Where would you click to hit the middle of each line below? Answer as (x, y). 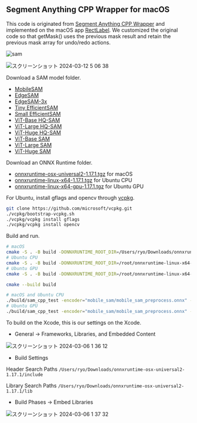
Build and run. (23, 236)
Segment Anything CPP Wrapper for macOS (88, 10)
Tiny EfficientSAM (36, 107)
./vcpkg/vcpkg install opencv (43, 225)
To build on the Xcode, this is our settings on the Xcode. (74, 322)
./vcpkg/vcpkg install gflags (43, 219)
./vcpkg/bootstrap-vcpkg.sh (40, 214)
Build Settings (31, 357)
